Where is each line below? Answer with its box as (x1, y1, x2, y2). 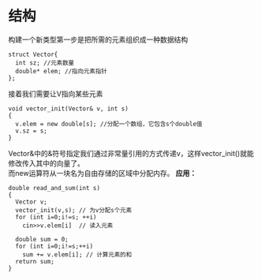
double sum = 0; (15, 235, 69, 243)
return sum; (15, 257, 55, 265)
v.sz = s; (15, 127, 47, 135)
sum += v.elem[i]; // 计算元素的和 (22, 250, 133, 259)
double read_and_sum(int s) (8, 184, 101, 192)
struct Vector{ (8, 50, 58, 58)
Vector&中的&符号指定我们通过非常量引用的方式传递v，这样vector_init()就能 (8, 148, 254, 158)
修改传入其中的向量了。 (8, 159, 84, 168)
